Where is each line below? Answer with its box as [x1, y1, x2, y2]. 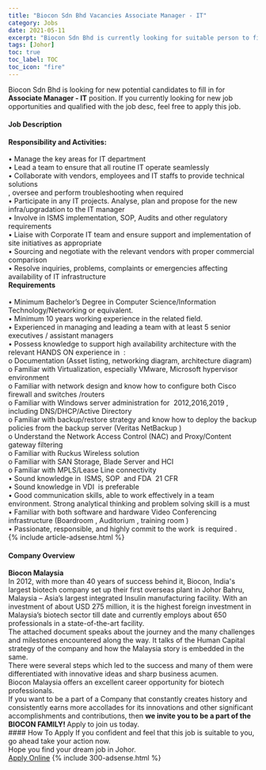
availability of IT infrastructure [8, 271, 107, 281]
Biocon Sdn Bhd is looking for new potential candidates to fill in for [8, 85, 226, 94]
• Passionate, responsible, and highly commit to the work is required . [8, 524, 237, 533]
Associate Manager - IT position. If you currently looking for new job [8, 93, 234, 103]
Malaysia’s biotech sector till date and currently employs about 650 [8, 610, 227, 620]
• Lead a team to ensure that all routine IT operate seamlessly [8, 162, 210, 172]
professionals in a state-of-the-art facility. [8, 619, 145, 628]
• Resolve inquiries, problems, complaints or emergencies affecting [8, 263, 228, 273]
